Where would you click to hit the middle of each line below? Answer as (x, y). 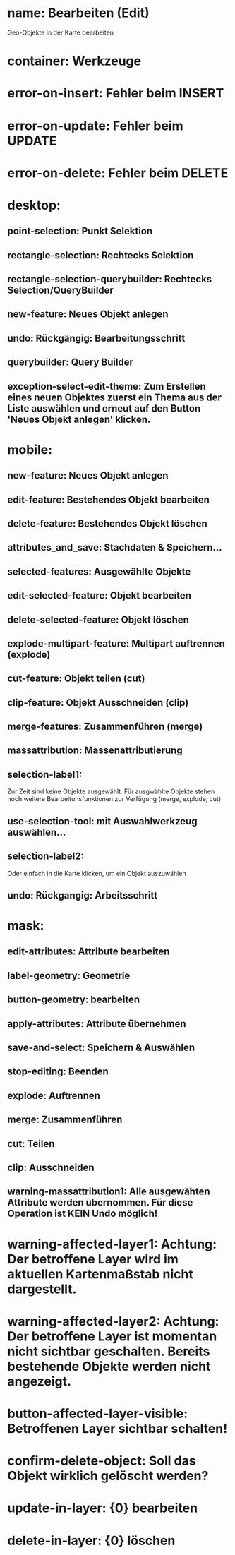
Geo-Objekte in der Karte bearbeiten (61, 32)
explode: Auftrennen (54, 1095)
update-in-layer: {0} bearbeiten (103, 1508)
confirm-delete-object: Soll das (102, 1461)
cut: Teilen (31, 1144)
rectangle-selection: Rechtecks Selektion (101, 255)
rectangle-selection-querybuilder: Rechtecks (110, 279)
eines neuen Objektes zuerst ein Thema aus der (115, 397)
